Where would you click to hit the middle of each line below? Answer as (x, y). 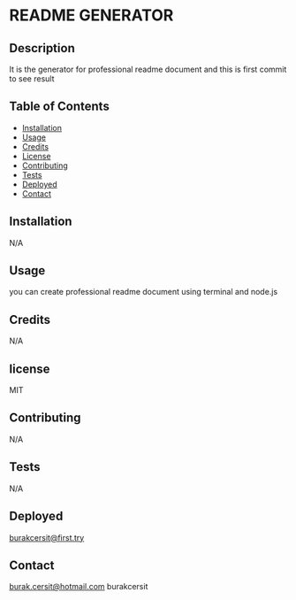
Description (42, 48)
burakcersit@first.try (47, 537)
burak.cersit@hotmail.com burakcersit (79, 587)
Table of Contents (60, 107)
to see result (32, 79)
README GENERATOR (91, 15)
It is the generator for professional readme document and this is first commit (148, 69)
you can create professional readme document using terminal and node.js (144, 292)
